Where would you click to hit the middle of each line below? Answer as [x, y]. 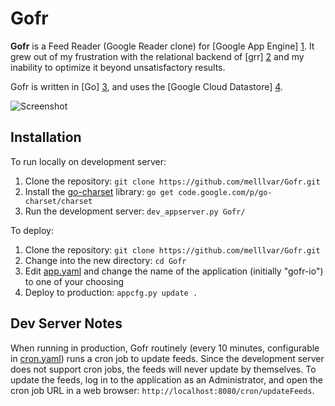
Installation [46, 137]
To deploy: [32, 230]
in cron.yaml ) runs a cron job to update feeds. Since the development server [167, 358]
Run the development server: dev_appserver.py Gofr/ [135, 211]
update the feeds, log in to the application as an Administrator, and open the [166, 379]
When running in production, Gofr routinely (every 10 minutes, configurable [165, 348]
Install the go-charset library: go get [99, 191]
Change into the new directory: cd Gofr [105, 260]
